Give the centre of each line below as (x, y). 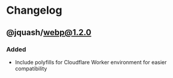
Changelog (34, 10)
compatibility (31, 68)
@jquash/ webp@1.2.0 (49, 32)
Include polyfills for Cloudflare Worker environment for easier (91, 62)
